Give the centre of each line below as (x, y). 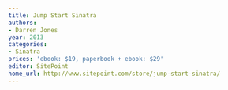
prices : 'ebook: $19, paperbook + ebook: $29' (86, 59)
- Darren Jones (33, 30)
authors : (22, 23)
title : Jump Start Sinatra (52, 15)
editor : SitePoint (38, 67)
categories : (28, 45)
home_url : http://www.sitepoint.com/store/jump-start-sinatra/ (114, 74)
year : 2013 (26, 37)
